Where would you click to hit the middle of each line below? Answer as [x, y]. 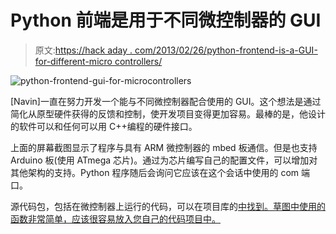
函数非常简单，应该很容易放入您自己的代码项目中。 [115, 218]
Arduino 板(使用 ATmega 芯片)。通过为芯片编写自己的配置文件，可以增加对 [164, 160]
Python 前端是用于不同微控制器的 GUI [166, 20]
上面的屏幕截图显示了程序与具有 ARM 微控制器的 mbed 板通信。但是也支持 [164, 147]
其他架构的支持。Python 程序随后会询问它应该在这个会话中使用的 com [155, 172]
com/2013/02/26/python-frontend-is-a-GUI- [226, 50]
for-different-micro [73, 61]
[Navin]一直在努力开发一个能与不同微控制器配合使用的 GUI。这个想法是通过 [166, 101]
